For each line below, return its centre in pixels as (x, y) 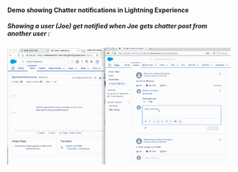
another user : (29, 34)
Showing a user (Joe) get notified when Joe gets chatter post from (107, 26)
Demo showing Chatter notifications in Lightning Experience (98, 10)
